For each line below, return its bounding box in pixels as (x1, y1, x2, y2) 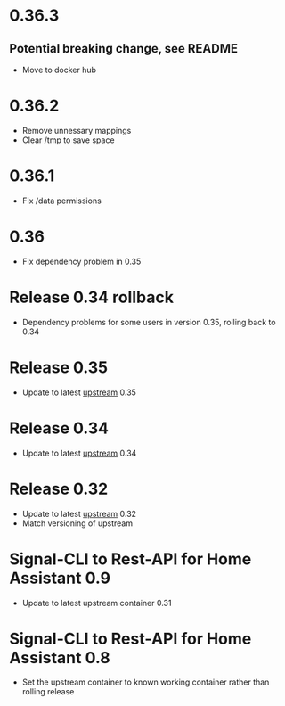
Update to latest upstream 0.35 (21, 387, 136, 398)
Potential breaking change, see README (9, 41, 239, 56)
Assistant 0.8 (9, 647, 111, 668)
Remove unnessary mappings (21, 125, 132, 135)
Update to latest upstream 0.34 (21, 447, 137, 458)
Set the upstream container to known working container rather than (21, 677, 270, 687)
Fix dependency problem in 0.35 (21, 256, 142, 267)
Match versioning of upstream (21, 518, 134, 529)
